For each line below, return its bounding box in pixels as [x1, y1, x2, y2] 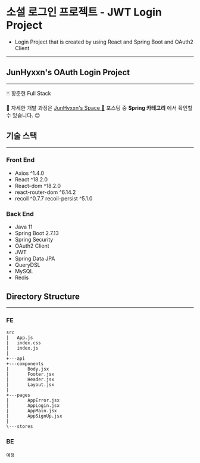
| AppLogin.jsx [6, 403, 60, 409]
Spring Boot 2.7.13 [14, 230, 60, 237]
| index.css [6, 340, 42, 346]
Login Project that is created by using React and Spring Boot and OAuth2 [14, 38, 193, 45]
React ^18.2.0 [14, 175, 48, 183]
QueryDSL [14, 261, 40, 268]
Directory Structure [6, 291, 80, 301]
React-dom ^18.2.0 [14, 182, 61, 189]
